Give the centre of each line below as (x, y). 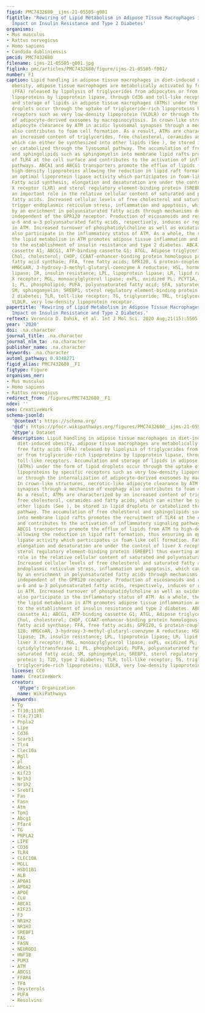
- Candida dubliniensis (37, 52)
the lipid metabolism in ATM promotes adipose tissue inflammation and (105, 239)
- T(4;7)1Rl (27, 716)
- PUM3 (20, 960)
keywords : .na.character (38, 353)
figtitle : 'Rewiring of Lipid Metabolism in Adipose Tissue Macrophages (101, 18)
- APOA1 (22, 881)
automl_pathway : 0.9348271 (41, 359)
